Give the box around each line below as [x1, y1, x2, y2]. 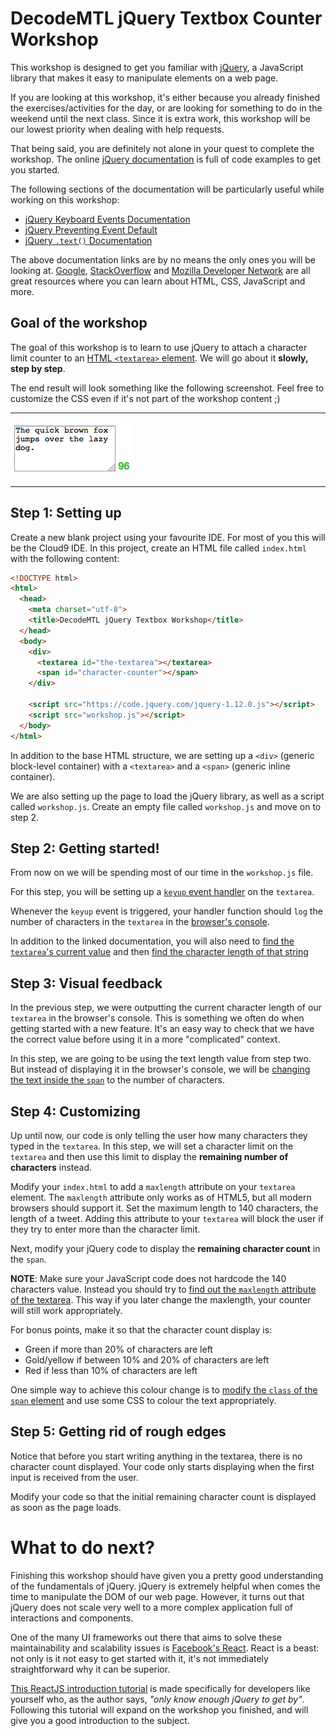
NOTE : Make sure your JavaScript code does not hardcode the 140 [10, 1273, 287, 1284]
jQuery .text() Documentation [24, 234, 153, 246]
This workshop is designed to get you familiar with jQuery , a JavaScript [10, 61, 304, 73]
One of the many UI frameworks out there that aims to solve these [10, 1631, 282, 1643]
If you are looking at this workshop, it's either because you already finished [10, 91, 320, 103]
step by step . [10, 362, 66, 374]
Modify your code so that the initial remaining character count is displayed [10, 1490, 317, 1502]
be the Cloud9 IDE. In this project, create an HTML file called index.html [10, 542, 307, 554]
